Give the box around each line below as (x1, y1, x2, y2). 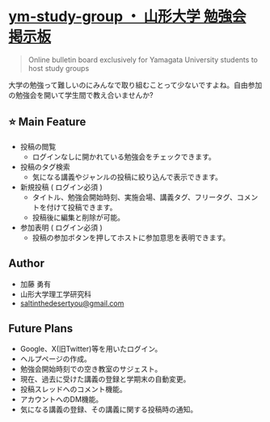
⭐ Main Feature (8, 115, 86, 129)
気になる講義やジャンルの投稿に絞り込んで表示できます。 (32, 171, 222, 182)
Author (8, 256, 44, 271)
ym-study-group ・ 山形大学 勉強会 (8, 7, 247, 26)
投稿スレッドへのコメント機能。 (19, 385, 127, 395)
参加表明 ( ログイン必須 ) (19, 222, 103, 232)
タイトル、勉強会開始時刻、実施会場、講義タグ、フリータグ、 (32, 192, 237, 202)
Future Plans (8, 321, 74, 335)
